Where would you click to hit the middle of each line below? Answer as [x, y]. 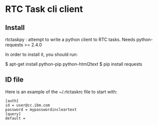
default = [15, 118]
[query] [13, 114]
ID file [14, 80]
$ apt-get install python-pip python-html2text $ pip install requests [74, 64]
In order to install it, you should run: [42, 54]
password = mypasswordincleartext [41, 110]
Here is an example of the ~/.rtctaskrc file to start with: [61, 92]
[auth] [12, 101]
